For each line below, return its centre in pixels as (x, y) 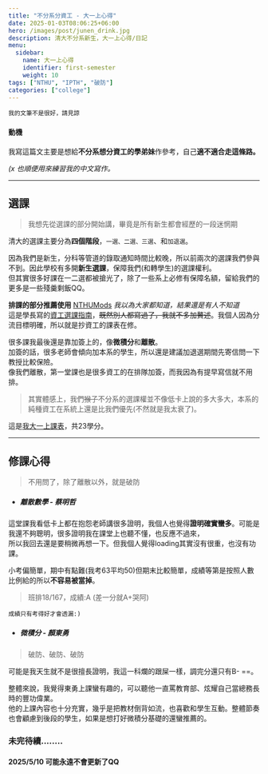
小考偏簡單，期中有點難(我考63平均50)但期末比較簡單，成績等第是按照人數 (131, 571)
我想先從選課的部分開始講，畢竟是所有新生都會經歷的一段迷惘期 (132, 224)
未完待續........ (36, 741)
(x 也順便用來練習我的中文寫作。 (61, 168)
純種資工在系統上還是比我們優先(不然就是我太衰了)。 (114, 409)
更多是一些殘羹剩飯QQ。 (49, 288)
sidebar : (30, 53)
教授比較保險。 (33, 362)
